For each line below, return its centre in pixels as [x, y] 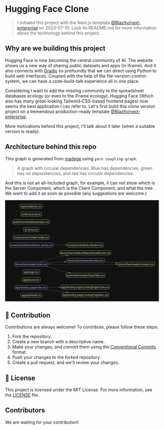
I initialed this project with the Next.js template [63, 23]
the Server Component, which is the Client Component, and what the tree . [80, 188]
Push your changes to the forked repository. [56, 357]
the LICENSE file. [22, 395]
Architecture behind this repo [51, 147]
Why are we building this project [55, 48]
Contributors [25, 410]
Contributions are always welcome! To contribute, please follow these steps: [82, 327]
